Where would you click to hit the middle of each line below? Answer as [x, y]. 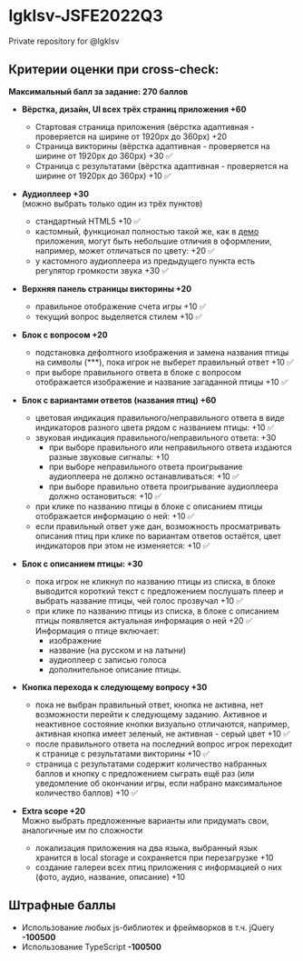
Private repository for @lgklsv [64, 41]
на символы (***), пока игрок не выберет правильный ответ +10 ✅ [164, 362]
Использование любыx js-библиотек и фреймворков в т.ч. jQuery [148, 927]
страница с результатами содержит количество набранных [151, 764]
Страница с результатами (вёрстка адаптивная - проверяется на [162, 165]
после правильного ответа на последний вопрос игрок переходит [164, 744]
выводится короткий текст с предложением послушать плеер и [159, 591]
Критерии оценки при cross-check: [114, 70]
